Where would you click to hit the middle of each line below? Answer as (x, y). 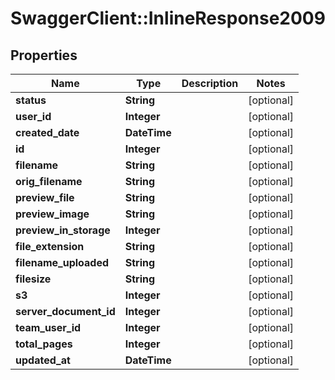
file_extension (50, 246)
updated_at (43, 360)
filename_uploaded (62, 262)
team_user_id (48, 327)
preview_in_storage (63, 230)
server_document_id (65, 311)
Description (210, 83)
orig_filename (49, 181)
